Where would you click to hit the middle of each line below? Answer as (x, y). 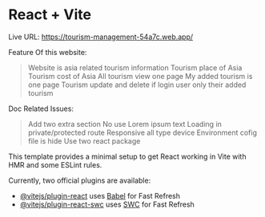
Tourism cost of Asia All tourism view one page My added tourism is (140, 76)
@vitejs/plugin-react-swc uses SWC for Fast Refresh (107, 204)
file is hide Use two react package (84, 140)
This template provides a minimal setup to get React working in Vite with (127, 156)
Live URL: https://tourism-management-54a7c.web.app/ (101, 37)
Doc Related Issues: (41, 108)
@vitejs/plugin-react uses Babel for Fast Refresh (100, 195)
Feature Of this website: (48, 52)
